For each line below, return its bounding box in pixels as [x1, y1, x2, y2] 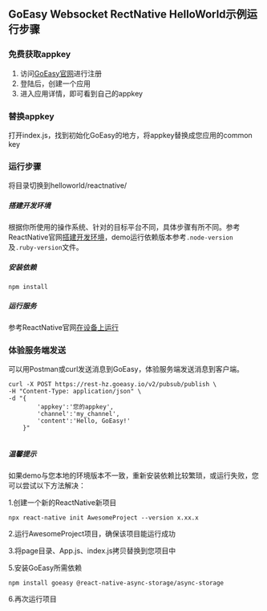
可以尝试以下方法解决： [8, 481, 86, 491]
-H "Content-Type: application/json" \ [8, 388, 142, 396]
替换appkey [8, 111, 55, 122]
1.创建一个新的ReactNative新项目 [8, 498, 117, 507]
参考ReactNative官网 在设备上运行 [8, 323, 119, 332]
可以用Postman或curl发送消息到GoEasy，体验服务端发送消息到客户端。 [8, 365, 245, 374]
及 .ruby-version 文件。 [8, 242, 84, 252]
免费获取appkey [8, 49, 71, 60]
